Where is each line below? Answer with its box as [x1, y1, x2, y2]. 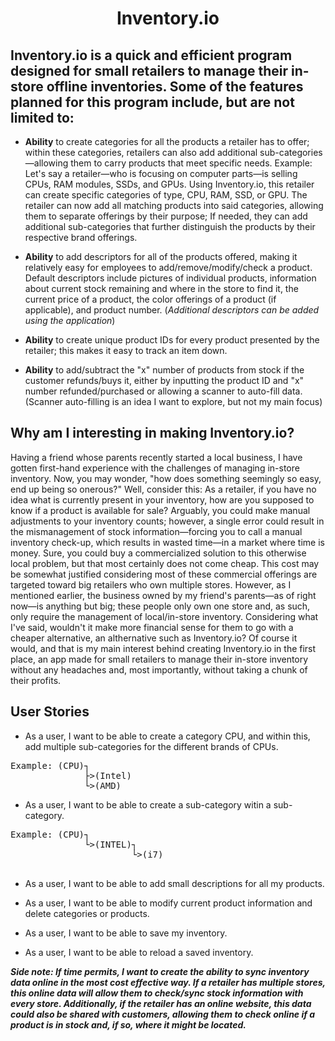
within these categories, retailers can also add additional [24, 147, 258, 158]
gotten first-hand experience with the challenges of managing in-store [10, 462, 300, 474]
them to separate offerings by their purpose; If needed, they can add [24, 210, 308, 222]
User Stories [10, 703, 90, 721]
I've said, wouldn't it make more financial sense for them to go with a [10, 621, 294, 633]
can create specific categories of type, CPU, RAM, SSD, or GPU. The [24, 189, 308, 201]
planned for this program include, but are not [10, 93, 295, 111]
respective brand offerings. [24, 232, 138, 243]
